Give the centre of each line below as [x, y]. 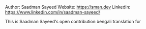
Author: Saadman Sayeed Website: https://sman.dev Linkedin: [68, 7]
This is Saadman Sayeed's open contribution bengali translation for [73, 22]
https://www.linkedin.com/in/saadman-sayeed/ [53, 12]
